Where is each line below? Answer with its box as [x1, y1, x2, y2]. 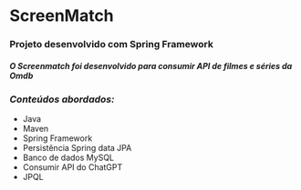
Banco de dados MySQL [22, 152, 115, 164]
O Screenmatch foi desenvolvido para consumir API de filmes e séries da [9, 60, 293, 71]
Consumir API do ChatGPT [22, 162, 123, 173]
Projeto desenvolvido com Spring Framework [9, 38, 214, 51]
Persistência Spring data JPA [22, 143, 132, 154]
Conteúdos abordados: [9, 93, 115, 105]
